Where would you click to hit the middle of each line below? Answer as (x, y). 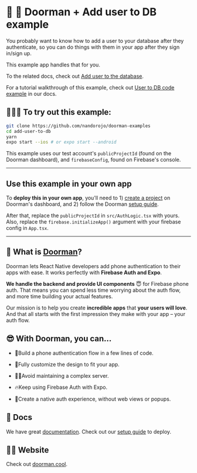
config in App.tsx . (27, 228)
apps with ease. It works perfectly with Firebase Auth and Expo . (84, 272)
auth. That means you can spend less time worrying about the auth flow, (93, 290)
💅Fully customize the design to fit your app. (67, 364)
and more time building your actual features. (60, 296)
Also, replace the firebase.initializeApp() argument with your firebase (94, 222)
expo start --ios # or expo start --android (61, 142)
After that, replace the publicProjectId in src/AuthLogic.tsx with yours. (93, 216)
